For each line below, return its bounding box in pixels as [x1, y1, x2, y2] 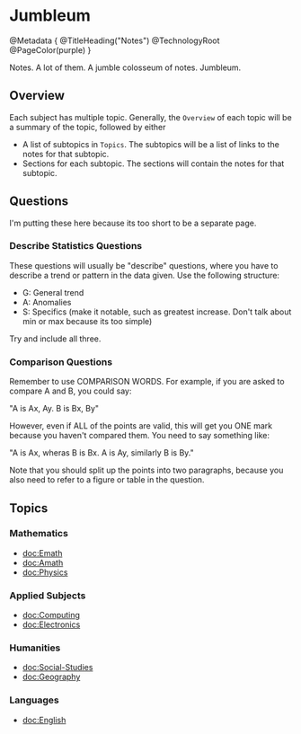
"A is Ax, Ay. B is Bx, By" [9, 403, 100, 414]
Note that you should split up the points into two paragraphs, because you [9, 464, 284, 476]
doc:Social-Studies [22, 662, 93, 673]
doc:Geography [22, 671, 81, 683]
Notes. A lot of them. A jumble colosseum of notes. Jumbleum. [9, 62, 242, 73]
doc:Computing [22, 610, 81, 621]
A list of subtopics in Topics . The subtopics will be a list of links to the [22, 138, 280, 149]
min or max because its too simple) [22, 315, 153, 326]
